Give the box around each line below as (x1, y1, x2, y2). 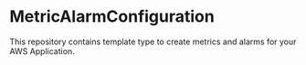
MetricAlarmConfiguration (9, 6, 215, 27)
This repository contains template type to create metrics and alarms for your (9, 36, 297, 47)
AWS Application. (9, 45, 75, 56)
